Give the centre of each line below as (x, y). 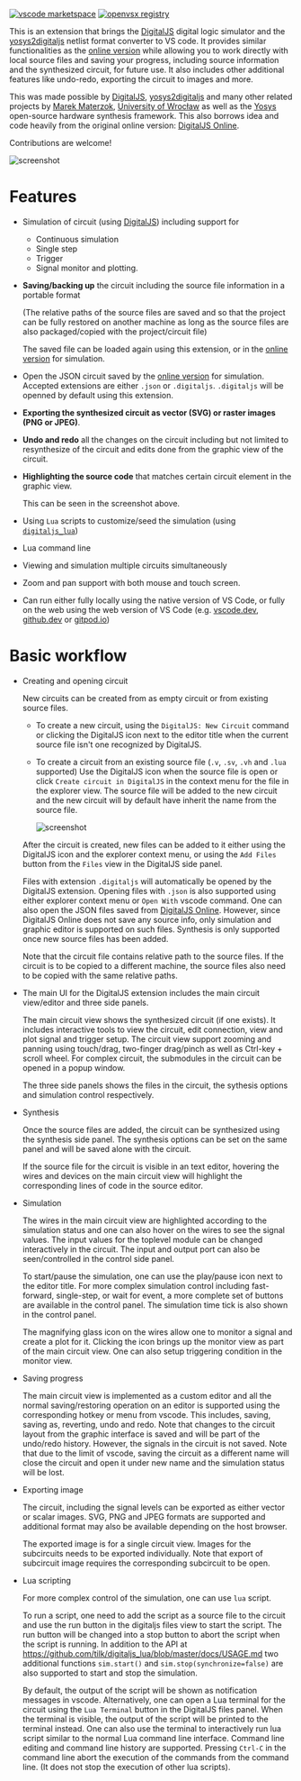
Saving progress (53, 1378)
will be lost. (43, 1472)
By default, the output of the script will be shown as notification (140, 1690)
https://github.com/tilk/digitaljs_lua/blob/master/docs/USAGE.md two (150, 1653)
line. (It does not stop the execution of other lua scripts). (126, 1767)
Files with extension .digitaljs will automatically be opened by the (147, 881)
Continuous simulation (77, 239)
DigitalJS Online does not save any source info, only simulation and (147, 919)
